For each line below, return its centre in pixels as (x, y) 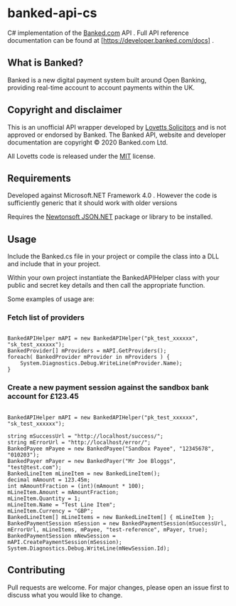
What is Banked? (45, 63)
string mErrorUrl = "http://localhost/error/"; (79, 442)
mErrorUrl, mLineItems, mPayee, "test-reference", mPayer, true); (108, 529)
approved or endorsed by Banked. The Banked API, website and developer (117, 135)
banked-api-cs (52, 13)
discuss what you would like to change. (65, 595)
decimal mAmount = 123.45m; (49, 480)
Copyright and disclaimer (65, 110)
